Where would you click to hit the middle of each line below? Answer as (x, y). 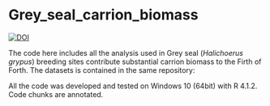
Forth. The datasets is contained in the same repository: (102, 70)
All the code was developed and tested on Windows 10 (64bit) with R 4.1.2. (133, 86)
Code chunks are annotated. (56, 94)
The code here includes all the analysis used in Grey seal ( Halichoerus (126, 53)
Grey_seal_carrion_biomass (103, 15)
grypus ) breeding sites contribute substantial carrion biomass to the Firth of (135, 61)
